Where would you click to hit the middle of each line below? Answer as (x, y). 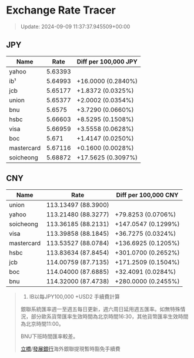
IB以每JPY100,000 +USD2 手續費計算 (75, 296)
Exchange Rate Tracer (61, 10)
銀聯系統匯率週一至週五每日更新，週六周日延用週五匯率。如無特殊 (100, 309)
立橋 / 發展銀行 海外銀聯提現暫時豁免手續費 (70, 349)
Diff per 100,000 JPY (107, 61)
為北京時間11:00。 (42, 323)
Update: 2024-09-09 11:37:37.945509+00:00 (75, 26)
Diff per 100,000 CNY (147, 195)
